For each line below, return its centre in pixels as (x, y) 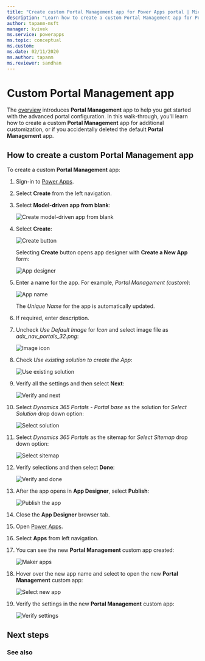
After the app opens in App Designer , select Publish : (82, 491)
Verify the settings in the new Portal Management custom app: (95, 604)
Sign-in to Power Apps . (45, 182)
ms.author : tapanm (30, 57)
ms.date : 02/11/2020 (33, 52)
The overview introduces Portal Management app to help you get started (99, 110)
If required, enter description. (53, 318)
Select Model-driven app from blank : (63, 205)
